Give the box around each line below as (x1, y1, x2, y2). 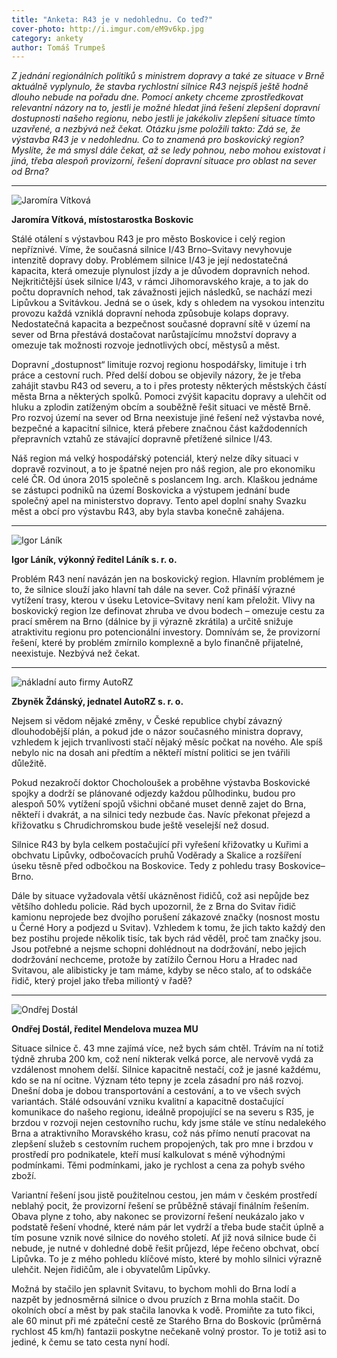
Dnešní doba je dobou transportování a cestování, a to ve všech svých (11, 1085, 301, 1097)
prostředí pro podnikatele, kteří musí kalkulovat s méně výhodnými (11, 1149, 286, 1161)
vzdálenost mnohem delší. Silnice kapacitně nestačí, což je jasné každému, (11, 1064, 321, 1076)
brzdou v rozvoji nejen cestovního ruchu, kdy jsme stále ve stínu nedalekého (11, 1117, 327, 1129)
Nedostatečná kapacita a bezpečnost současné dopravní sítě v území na (11, 318, 311, 330)
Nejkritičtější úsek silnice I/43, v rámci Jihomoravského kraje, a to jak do (11, 276, 309, 288)
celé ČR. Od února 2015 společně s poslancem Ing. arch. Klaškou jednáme (11, 474, 318, 486)
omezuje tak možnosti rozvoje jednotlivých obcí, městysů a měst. (11, 339, 281, 351)
